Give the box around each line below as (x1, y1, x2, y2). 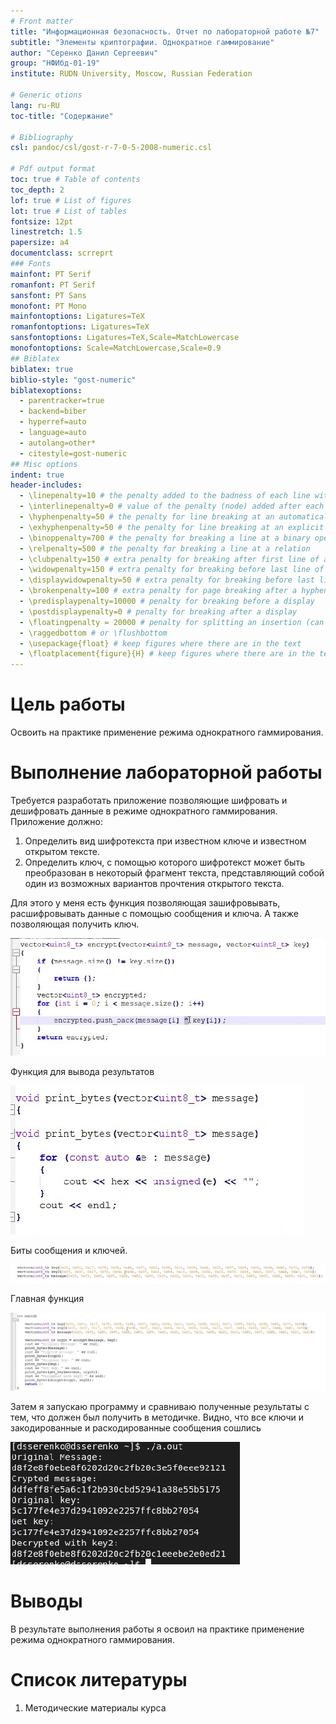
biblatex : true (10, 364, 74, 374)
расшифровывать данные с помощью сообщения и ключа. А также (10, 908, 299, 919)
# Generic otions (10, 90, 83, 100)
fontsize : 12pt (10, 216, 74, 227)
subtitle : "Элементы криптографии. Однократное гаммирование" (10, 37, 275, 47)
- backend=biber (19, 406, 87, 417)
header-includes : (10, 480, 83, 490)
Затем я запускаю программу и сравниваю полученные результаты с (10, 1401, 310, 1413)
